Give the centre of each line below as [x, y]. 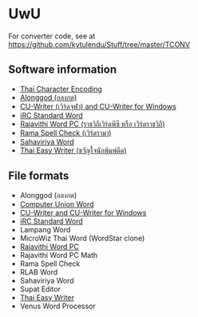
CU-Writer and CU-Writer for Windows [83, 212]
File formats [39, 176]
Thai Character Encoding [61, 89]
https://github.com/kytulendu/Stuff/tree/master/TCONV [99, 44]
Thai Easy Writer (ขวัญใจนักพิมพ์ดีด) [73, 150]
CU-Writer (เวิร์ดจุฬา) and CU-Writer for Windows [98, 106]
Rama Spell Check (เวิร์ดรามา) [65, 133]
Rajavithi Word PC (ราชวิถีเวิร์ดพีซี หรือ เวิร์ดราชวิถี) [92, 124]
